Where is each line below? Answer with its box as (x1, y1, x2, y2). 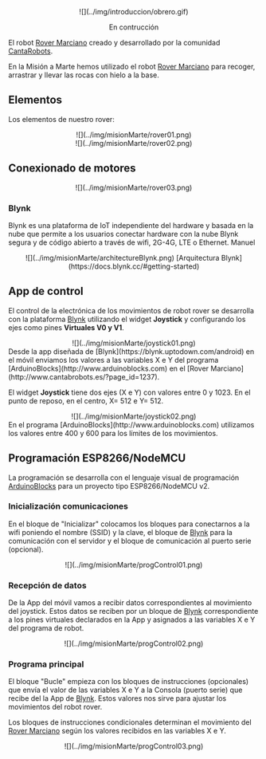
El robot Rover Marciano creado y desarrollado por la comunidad (8, 38, 221, 47)
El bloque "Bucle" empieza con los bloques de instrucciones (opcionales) (8, 677, 249, 686)
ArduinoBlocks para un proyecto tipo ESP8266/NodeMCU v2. (8, 481, 210, 490)
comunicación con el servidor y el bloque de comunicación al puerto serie (8, 536, 252, 545)
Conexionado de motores (8, 162, 137, 175)
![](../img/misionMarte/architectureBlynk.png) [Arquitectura (25, 253, 220, 262)
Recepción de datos (8, 580, 87, 591)
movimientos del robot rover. (8, 702, 103, 712)
